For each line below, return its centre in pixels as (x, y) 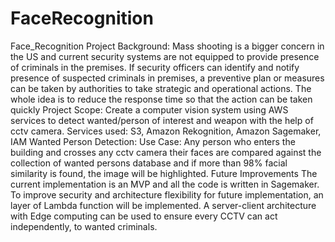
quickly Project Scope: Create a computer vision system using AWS (149, 109)
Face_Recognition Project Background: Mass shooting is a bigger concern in (167, 46)
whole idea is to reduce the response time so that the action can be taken (161, 99)
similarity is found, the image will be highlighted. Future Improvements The (164, 173)
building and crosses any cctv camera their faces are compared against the (166, 152)
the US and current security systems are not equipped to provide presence (165, 56)
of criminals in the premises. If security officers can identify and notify (155, 67)
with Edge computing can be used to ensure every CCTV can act (144, 216)
